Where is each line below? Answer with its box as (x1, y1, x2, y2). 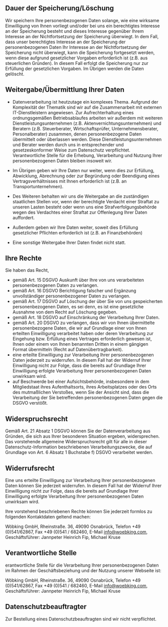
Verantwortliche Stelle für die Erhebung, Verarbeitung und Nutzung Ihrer (12, 152, 162, 158)
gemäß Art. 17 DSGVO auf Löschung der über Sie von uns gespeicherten (12, 298, 163, 304)
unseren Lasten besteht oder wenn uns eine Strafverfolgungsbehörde (12, 204, 157, 210)
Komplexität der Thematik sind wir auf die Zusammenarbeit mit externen (12, 104, 162, 110)
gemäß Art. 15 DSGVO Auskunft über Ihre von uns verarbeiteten (12, 277, 144, 283)
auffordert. (12, 214, 35, 220)
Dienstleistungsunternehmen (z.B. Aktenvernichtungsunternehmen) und (12, 120, 161, 126)
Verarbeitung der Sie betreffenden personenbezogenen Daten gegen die (12, 395, 163, 401)
